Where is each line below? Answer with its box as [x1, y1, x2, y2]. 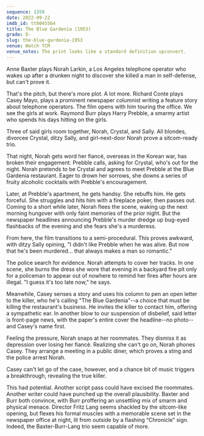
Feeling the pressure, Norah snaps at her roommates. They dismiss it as [6, 334, 187, 342]
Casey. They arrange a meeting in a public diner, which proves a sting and [6, 347, 192, 354]
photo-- [174, 316, 194, 323]
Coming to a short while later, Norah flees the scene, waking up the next [6, 203, 188, 210]
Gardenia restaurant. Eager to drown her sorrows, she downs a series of [6, 172, 188, 179]
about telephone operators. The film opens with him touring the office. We [6, 103, 192, 110]
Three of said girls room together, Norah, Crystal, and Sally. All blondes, [6, 127, 187, 135]
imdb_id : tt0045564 [6, 20, 56, 26]
